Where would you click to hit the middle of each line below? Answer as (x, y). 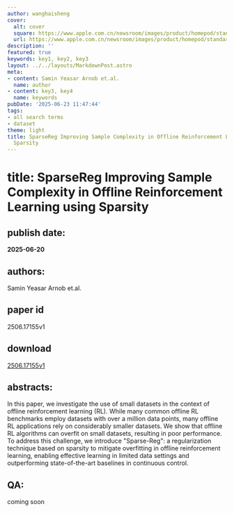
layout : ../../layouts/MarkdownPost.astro (70, 65)
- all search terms (36, 117)
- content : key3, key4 (40, 91)
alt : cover (29, 26)
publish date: (37, 233)
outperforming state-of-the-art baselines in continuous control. (98, 463)
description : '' (31, 46)
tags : (15, 111)
